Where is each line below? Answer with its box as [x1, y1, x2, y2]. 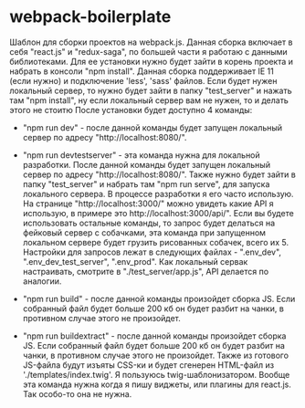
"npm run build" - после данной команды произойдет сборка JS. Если [22, 293, 296, 304]
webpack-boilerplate [9, 6, 172, 27]
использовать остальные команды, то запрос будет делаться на [22, 217, 276, 228]
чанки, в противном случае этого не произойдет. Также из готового [22, 350, 289, 361]
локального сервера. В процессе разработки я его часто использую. [22, 188, 294, 199]
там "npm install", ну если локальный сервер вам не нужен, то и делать [9, 94, 289, 106]
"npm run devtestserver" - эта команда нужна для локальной [22, 149, 260, 161]
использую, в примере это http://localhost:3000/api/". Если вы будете [22, 207, 294, 218]
